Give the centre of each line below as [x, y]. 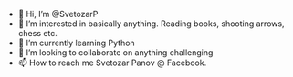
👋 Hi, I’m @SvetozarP [58, 14]
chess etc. [37, 33]
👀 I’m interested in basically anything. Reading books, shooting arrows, [151, 24]
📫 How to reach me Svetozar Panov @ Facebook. [112, 63]
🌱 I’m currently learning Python [76, 43]
